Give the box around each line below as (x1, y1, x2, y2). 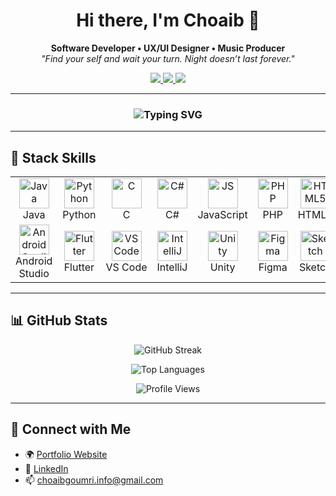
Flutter (63, 260, 95, 274)
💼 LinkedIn (24, 462, 69, 474)
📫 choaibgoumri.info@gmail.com (24, 474, 164, 486)
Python (62, 208, 97, 222)
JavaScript (197, 208, 248, 222)
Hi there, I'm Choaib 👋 (76, 9, 260, 32)
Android (15, 254, 53, 268)
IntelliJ (156, 260, 188, 274)
